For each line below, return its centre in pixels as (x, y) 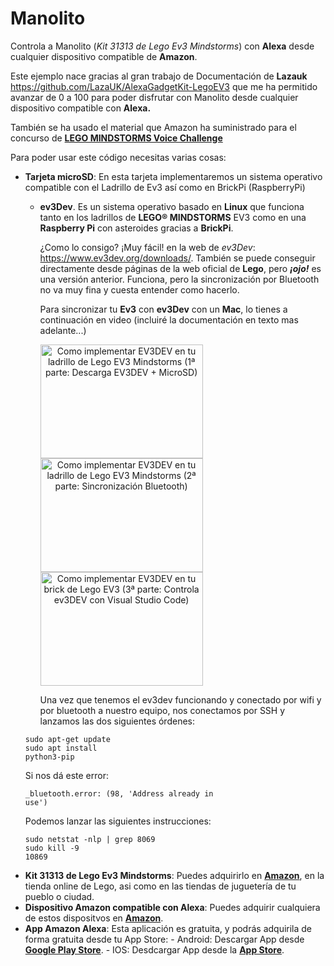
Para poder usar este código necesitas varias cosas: (118, 157)
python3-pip (49, 757)
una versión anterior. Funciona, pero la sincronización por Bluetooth (179, 279)
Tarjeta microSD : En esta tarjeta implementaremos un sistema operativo (173, 176)
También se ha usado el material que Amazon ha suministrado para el (153, 127)
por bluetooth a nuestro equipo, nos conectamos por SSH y (162, 710)
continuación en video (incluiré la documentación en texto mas (169, 319)
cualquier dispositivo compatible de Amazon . (104, 56)
